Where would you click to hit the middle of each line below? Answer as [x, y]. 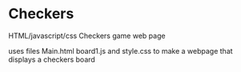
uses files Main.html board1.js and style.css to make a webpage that [121, 51]
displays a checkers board [52, 59]
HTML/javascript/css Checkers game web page [87, 36]
